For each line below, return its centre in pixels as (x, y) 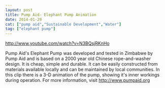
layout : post (19, 10)
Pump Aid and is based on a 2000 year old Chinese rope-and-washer (78, 58)
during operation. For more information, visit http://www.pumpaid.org (78, 80)
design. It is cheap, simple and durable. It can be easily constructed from (82, 64)
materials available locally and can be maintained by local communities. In (82, 70)
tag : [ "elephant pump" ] (30, 29)
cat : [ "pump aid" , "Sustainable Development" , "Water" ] (63, 24)
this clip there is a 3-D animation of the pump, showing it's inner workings (82, 75)
